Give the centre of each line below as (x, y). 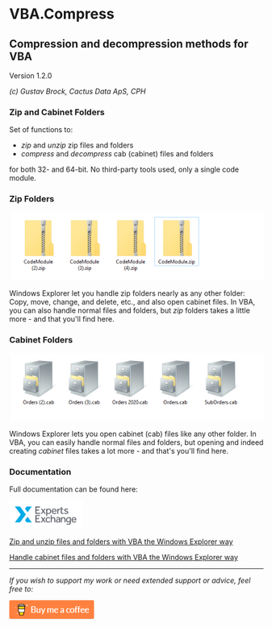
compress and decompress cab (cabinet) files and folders (117, 154)
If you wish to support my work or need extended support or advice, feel (130, 580)
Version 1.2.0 (31, 76)
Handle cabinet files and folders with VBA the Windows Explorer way (124, 558)
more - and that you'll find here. (62, 318)
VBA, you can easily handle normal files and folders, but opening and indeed (136, 442)
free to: (21, 589)
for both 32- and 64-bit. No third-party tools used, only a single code (124, 169)
